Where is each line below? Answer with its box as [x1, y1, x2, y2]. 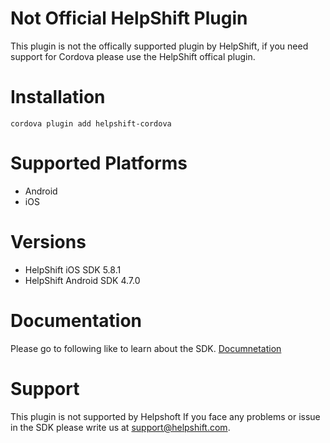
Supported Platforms [10, 152, 188, 175]
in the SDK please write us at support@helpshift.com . [10, 421, 231, 433]
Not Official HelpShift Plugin [10, 7, 248, 30]
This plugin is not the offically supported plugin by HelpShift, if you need [10, 40, 309, 52]
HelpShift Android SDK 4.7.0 [24, 274, 141, 286]
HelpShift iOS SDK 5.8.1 [24, 263, 122, 276]
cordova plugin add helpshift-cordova [10, 118, 172, 129]
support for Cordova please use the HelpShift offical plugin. [10, 50, 256, 62]
